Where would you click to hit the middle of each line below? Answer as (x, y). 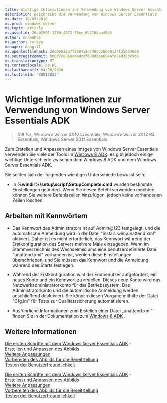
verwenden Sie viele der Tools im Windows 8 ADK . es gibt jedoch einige (79, 154)
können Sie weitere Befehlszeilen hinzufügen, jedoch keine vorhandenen (87, 195)
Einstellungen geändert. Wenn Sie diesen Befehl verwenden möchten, (84, 189)
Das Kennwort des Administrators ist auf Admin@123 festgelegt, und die (86, 228)
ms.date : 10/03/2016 (27, 19)
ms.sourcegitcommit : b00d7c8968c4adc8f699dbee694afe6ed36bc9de (72, 56)
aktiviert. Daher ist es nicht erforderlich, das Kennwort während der (81, 238)
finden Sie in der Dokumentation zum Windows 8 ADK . (69, 316)
